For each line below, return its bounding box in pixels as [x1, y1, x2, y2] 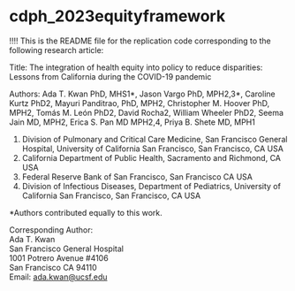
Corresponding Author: [9, 224, 94, 235]
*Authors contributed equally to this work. [9, 207, 163, 218]
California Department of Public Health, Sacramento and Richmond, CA [21, 152, 281, 163]
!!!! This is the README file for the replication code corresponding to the [9, 35, 271, 46]
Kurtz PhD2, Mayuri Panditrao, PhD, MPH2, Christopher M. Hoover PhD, [9, 97, 270, 108]
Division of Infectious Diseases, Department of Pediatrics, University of [21, 180, 281, 191]
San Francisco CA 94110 [9, 262, 97, 272]
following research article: [9, 44, 104, 55]
